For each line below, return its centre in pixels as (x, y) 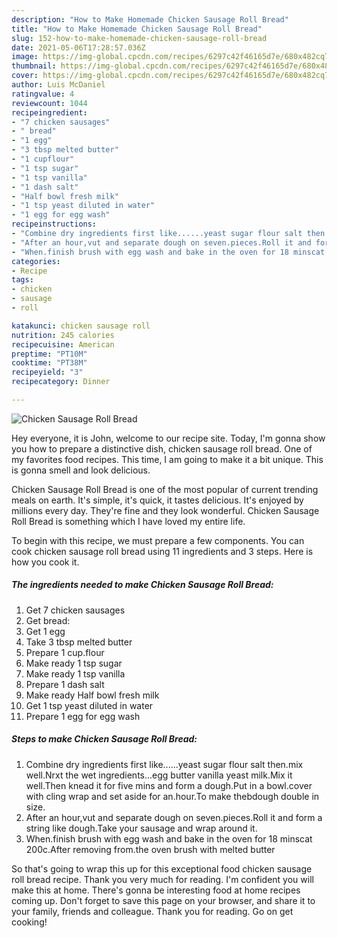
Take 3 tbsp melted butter (79, 642)
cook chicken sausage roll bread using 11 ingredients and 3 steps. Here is (162, 551)
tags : (22, 280)
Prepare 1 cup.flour (65, 652)
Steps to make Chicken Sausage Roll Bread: (104, 739)
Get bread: (48, 620)
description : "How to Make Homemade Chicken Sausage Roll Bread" (150, 19)
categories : (36, 261)
